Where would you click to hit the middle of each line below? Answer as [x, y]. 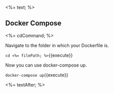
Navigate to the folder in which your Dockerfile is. [57, 45]
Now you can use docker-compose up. [46, 65]
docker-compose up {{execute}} [37, 75]
